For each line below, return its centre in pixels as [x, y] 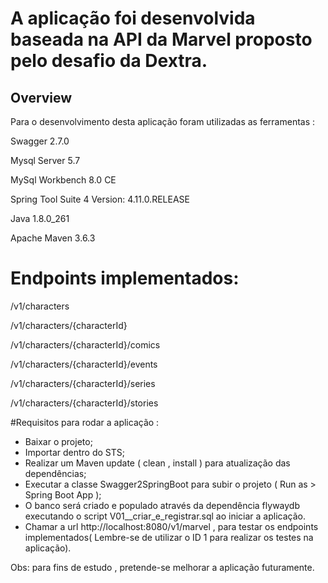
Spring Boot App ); [63, 494]
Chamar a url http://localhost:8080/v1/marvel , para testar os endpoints [171, 526]
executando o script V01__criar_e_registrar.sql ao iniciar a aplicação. [165, 516]
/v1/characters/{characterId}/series [83, 383]
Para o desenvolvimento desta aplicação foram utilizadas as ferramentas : [163, 121]
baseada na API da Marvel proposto [161, 39]
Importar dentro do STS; [75, 452]
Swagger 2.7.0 [40, 141]
